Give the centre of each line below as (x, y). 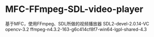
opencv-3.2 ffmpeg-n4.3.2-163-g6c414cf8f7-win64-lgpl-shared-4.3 (76, 29)
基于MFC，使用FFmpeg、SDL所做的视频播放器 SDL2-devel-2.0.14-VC (77, 23)
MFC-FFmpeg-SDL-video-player (74, 9)
